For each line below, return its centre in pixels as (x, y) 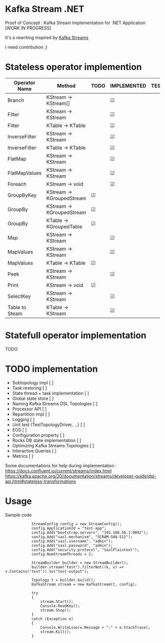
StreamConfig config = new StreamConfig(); (76, 524)
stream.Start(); (57, 602)
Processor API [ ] (29, 409)
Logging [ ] (23, 419)
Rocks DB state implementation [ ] (47, 440)
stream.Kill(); (55, 632)
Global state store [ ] (33, 398)
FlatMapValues (25, 173)
